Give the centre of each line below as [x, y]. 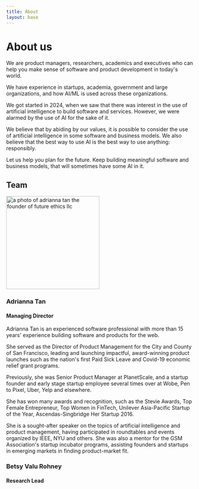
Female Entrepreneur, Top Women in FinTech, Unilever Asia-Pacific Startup [98, 408]
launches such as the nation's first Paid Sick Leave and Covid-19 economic [98, 359]
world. [14, 76]
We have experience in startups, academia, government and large [87, 88]
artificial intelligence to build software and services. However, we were [93, 111]
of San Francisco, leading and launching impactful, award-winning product [98, 353]
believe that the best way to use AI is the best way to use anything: [88, 142]
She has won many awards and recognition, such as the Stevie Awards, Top [99, 401]
